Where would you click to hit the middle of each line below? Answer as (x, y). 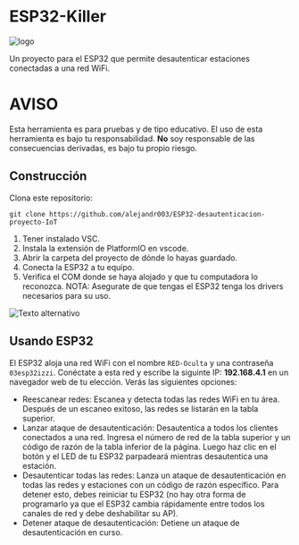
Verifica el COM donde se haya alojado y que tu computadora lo (140, 277)
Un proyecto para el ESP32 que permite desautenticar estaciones (129, 58)
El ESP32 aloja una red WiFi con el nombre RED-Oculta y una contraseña (141, 362)
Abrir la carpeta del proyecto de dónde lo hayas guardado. (130, 258)
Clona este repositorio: (51, 198)
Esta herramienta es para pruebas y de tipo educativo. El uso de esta (136, 129)
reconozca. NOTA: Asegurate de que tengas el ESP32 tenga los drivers (153, 286)
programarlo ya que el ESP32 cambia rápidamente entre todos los (143, 504)
